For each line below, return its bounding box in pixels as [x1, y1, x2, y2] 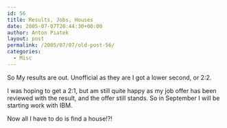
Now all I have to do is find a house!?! [7, 114, 113, 123]
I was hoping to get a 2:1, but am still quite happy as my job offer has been [7, 86, 217, 94]
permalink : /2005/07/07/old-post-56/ [7, 42, 115, 49]
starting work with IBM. [7, 101, 73, 110]
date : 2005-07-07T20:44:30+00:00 [7, 23, 103, 29]
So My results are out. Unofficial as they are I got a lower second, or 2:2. [7, 73, 212, 81]
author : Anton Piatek [7, 29, 69, 36]
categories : [7, 49, 41, 55]
